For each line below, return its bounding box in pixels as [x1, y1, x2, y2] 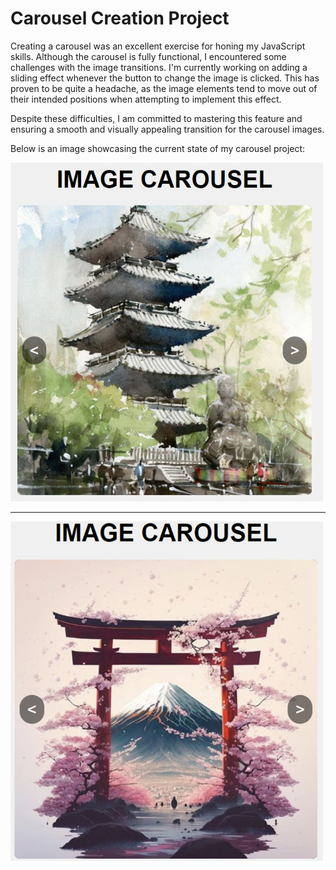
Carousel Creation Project [10, 7, 230, 30]
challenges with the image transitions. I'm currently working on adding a [10, 61, 308, 73]
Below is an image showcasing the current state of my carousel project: [10, 142, 306, 154]
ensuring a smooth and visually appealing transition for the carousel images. [10, 123, 325, 135]
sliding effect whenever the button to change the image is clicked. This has [10, 72, 320, 84]
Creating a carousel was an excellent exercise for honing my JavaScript [10, 40, 306, 52]
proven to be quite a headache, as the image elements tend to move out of [10, 82, 318, 94]
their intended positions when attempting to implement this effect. [10, 93, 282, 105]
